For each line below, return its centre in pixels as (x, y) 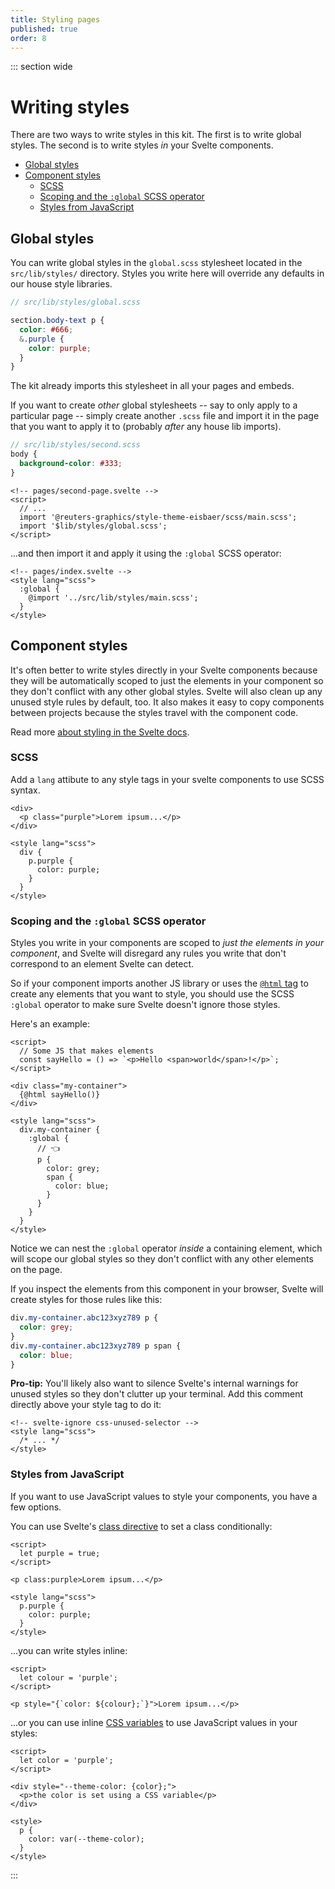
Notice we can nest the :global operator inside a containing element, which (166, 1248)
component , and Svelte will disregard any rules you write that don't (148, 953)
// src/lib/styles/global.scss (75, 302)
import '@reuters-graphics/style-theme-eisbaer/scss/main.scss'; (158, 517)
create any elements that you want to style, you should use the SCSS (152, 994)
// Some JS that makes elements (87, 1051)
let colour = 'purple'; (68, 1677)
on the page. (36, 1270)
